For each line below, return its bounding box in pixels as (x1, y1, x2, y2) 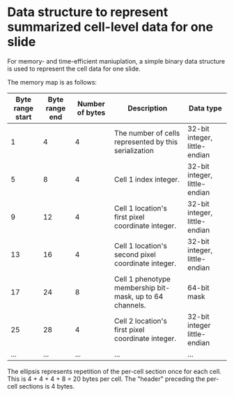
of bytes (77, 108, 106, 117)
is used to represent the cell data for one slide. (7, 64, 141, 73)
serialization (114, 145, 155, 155)
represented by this (114, 137, 178, 147)
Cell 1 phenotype (114, 274, 171, 284)
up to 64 (135, 291, 164, 301)
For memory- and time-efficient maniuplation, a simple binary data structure (7, 57, 226, 65)
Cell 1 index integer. (114, 174, 180, 184)
